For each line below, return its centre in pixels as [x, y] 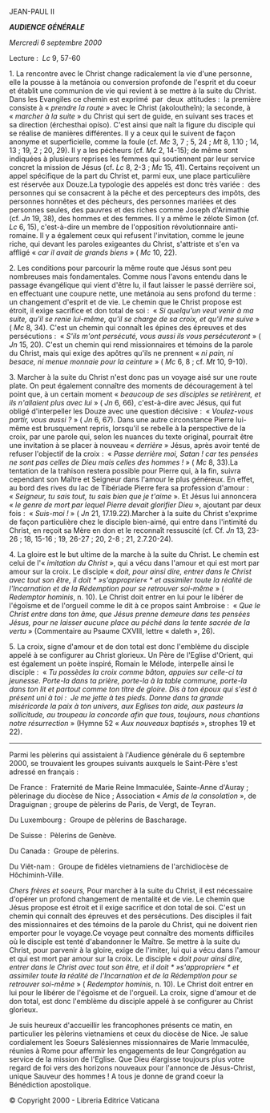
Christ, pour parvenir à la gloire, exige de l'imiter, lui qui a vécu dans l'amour [135, 950]
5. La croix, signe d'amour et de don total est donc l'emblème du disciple [129, 647]
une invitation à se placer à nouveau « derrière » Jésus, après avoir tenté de [135, 445]
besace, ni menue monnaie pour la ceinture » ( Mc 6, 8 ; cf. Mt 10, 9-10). [128, 361]
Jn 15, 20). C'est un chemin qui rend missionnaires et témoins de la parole [131, 345]
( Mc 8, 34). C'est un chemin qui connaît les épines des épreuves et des [128, 327]
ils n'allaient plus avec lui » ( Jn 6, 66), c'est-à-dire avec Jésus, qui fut [125, 403]
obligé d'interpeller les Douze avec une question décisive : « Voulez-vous [131, 411]
